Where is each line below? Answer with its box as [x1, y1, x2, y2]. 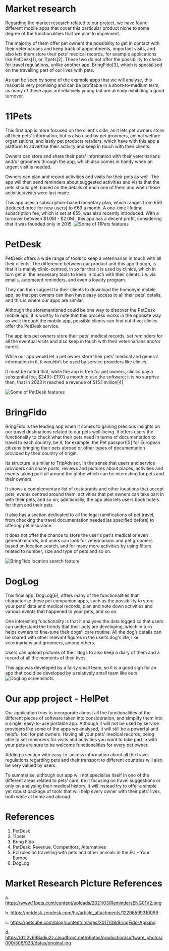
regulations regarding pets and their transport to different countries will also [5, 757, 163, 763]
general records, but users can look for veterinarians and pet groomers [5, 537, 153, 543]
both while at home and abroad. [5, 793, 72, 800]
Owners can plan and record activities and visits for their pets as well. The [5, 174, 159, 180]
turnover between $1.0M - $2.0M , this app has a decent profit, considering [5, 215, 162, 221]
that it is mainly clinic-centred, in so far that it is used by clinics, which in [5, 266, 156, 272]
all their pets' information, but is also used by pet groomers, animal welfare [5, 132, 160, 139]
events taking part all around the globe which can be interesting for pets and [5, 470, 164, 477]
